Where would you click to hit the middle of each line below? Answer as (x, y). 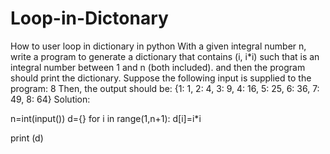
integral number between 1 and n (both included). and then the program (158, 67)
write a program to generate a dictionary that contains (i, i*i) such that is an (165, 56)
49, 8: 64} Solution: (50, 99)
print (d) (27, 138)
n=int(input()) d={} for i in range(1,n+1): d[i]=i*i (106, 118)
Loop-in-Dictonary (89, 18)
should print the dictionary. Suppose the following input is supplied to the (161, 78)
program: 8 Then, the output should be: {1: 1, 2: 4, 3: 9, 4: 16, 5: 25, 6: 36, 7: (165, 88)
